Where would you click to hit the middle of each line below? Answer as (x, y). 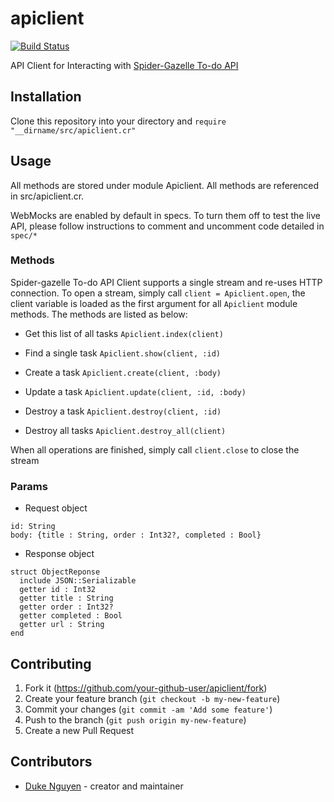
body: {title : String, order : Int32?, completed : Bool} (136, 535)
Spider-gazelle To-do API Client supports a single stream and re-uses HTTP (166, 282)
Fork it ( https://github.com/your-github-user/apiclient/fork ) (146, 688)
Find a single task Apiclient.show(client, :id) (122, 353)
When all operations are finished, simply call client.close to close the (155, 449)
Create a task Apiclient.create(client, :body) (123, 372)
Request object (56, 508)
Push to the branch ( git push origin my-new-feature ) (135, 719)
